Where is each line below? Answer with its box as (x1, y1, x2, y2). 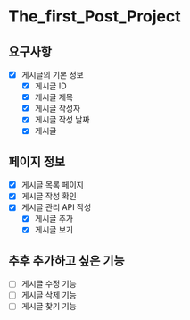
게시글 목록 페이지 (21, 180, 84, 190)
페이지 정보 (8, 154, 66, 169)
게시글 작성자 (34, 103, 81, 114)
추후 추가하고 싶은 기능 (8, 253, 126, 268)
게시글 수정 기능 (21, 279, 77, 290)
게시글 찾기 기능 (21, 301, 77, 312)
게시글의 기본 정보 (21, 70, 84, 80)
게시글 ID (34, 80, 68, 91)
